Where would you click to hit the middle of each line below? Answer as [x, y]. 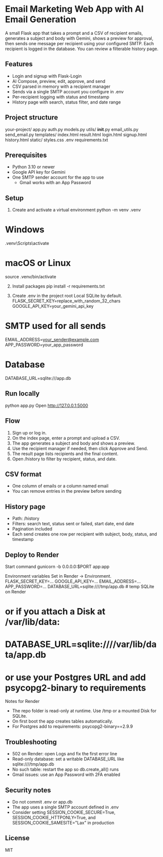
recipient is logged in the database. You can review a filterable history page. [82, 49]
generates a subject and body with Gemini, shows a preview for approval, [79, 38]
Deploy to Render [32, 555]
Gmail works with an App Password [55, 183]
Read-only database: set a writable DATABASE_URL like [68, 759]
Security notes [28, 790]
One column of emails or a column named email [60, 486]
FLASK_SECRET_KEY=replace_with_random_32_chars [66, 301]
